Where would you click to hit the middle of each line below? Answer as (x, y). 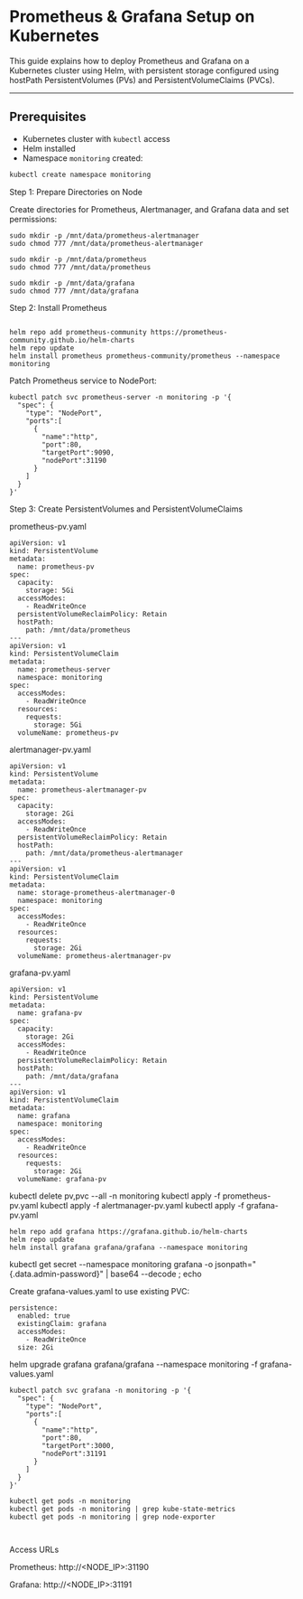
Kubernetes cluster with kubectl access (96, 138)
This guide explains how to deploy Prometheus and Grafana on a (129, 61)
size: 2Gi (36, 1347)
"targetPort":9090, (78, 452)
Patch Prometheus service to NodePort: (83, 381)
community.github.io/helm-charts (72, 340)
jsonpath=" (236, 1264)
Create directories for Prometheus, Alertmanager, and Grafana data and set (149, 209)
